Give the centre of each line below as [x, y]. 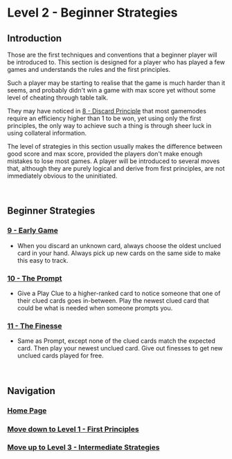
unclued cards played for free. [60, 356]
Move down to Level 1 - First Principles [73, 429]
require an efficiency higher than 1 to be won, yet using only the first [104, 118]
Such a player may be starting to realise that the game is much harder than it [116, 83]
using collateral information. [47, 133]
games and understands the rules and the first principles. [89, 69]
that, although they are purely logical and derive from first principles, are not [116, 168]
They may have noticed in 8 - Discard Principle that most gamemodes [107, 111]
